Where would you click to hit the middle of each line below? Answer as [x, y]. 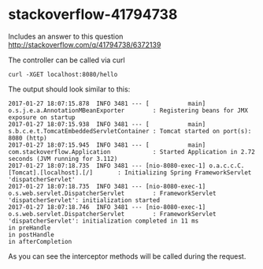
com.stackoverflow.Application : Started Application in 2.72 [132, 151]
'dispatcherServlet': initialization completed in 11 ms [104, 221]
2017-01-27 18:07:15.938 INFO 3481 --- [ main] [107, 124]
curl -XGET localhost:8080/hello [63, 74]
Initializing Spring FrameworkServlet [188, 172]
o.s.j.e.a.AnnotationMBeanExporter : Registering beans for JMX [128, 110]
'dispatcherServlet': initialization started [84, 200]
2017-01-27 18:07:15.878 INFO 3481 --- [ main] [107, 103]
